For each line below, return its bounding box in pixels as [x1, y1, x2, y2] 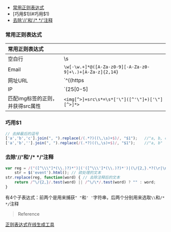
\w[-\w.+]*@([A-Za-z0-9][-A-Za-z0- [63, 64, 150, 70]
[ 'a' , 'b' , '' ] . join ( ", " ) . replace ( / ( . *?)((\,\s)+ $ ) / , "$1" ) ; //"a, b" [5, 141, 163, 146]
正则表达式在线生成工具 [5, 221, 54, 227]
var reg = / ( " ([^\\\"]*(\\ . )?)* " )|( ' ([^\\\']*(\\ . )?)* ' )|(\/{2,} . [5, 165, 149, 171]
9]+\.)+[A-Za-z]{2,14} [63, 69, 119, 75]
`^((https [63, 77, 84, 84]
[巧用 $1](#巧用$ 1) [12, 11, 50, 17]
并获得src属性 [8, 102, 41, 110]
